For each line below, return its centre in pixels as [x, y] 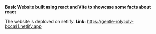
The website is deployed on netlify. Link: [46, 21]
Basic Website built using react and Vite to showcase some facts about [78, 7]
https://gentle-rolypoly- [110, 21]
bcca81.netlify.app [23, 26]
